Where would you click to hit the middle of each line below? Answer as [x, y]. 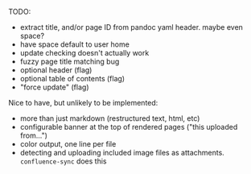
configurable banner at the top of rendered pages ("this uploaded [129, 127]
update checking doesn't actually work [84, 53]
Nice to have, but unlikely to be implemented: [83, 103]
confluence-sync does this [63, 161]
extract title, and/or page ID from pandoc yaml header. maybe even [132, 27]
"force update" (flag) [54, 87]
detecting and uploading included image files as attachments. [122, 153]
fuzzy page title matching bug [70, 61]
